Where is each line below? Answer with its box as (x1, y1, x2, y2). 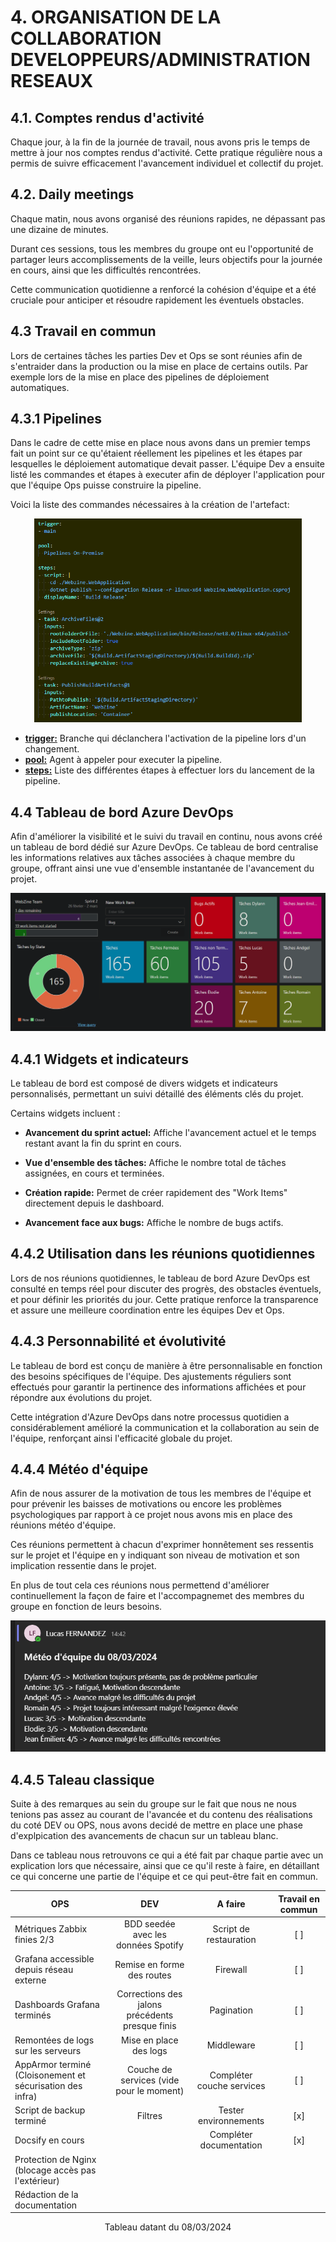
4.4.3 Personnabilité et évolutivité (10, 1333, 227, 1350)
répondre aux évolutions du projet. (10, 1391, 153, 1403)
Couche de (126, 2064, 173, 2076)
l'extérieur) (14, 2174, 60, 2186)
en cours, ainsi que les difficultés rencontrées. (10, 264, 202, 276)
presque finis (123, 2020, 177, 2032)
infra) (14, 2090, 38, 2102)
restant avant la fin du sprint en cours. (24, 1137, 182, 1149)
